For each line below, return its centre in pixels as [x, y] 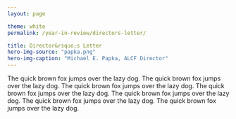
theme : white [26, 26]
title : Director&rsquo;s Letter [55, 45]
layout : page [26, 14]
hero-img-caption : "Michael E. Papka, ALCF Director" [88, 59]
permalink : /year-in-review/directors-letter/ [77, 33]
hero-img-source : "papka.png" [52, 52]
